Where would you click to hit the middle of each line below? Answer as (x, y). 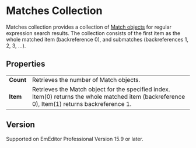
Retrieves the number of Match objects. (86, 80)
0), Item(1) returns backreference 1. (82, 104)
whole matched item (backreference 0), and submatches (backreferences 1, (97, 39)
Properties (26, 64)
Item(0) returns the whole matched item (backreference (108, 97)
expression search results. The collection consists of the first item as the (93, 33)
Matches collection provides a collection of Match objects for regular (89, 27)
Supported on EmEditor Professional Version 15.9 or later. (75, 139)
